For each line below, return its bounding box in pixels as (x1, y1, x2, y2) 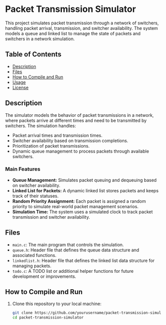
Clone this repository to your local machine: (12, 301, 102, 307)
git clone (12, 311, 33, 316)
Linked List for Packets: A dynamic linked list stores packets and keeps (12, 187, 159, 193)
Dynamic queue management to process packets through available (12, 148, 150, 154)
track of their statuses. (12, 193, 58, 199)
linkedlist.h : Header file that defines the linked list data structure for (12, 257, 155, 263)
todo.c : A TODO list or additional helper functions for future (12, 268, 134, 274)
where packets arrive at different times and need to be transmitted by (5, 117, 147, 123)
